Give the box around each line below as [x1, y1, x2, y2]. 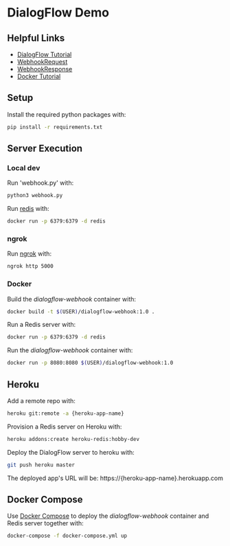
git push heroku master [7, 462, 76, 468]
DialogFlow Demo [7, 5, 110, 21]
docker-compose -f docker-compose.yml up [7, 532, 128, 540]
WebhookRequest [16, 58, 68, 66]
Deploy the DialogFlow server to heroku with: [7, 448, 135, 456]
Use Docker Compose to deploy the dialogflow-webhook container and [7, 512, 209, 520]
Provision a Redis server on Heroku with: [7, 422, 122, 431]
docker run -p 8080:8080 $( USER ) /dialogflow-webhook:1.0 [7, 359, 174, 367]
